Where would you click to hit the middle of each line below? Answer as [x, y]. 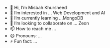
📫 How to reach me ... [33, 29]
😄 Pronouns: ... [26, 36]
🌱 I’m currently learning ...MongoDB [47, 18]
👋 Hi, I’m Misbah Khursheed [38, 8]
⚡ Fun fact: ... [23, 41]
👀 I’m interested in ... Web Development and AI [57, 13]
